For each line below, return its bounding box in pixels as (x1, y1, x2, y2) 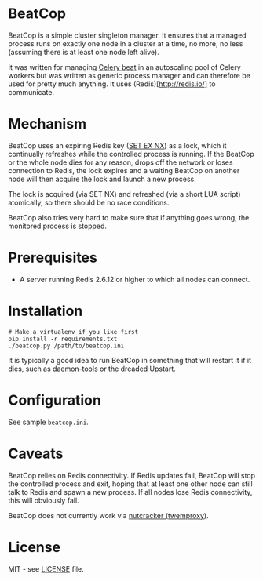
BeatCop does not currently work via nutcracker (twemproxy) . (8, 510, 210, 520)
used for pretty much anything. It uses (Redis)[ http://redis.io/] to (8, 79, 216, 89)
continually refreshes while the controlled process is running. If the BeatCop (8, 149, 254, 158)
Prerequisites (8, 249, 98, 267)
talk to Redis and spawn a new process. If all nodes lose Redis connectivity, (8, 487, 253, 496)
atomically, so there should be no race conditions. (8, 198, 170, 207)
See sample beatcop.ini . (8, 417, 89, 427)
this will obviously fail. (8, 496, 80, 505)
